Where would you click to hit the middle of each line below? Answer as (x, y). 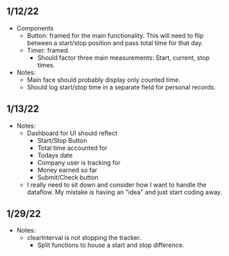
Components (35, 28)
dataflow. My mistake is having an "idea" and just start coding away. (125, 192)
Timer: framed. (48, 50)
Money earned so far (67, 170)
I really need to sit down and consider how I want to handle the (117, 185)
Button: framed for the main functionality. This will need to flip (115, 35)
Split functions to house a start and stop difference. (111, 245)
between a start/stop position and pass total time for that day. (115, 43)
